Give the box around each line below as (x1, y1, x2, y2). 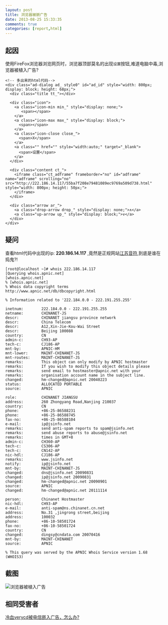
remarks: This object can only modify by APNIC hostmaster (5, 359, 148, 364)
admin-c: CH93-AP (5, 337, 58, 342)
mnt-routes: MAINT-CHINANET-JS (5, 355, 80, 360)
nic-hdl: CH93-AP (5, 501, 58, 506)
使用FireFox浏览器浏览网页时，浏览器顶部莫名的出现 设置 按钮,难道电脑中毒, (5, 60, 159, 66)
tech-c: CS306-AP (5, 443, 60, 448)
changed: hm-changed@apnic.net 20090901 (5, 479, 107, 484)
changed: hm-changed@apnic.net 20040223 (5, 377, 107, 382)
